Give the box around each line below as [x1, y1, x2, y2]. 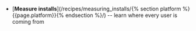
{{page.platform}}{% [12, 12, 64, 19]
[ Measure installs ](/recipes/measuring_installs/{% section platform [12, 5, 181, 12]
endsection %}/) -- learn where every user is [65, 12, 178, 19]
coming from [12, 18, 44, 25]
